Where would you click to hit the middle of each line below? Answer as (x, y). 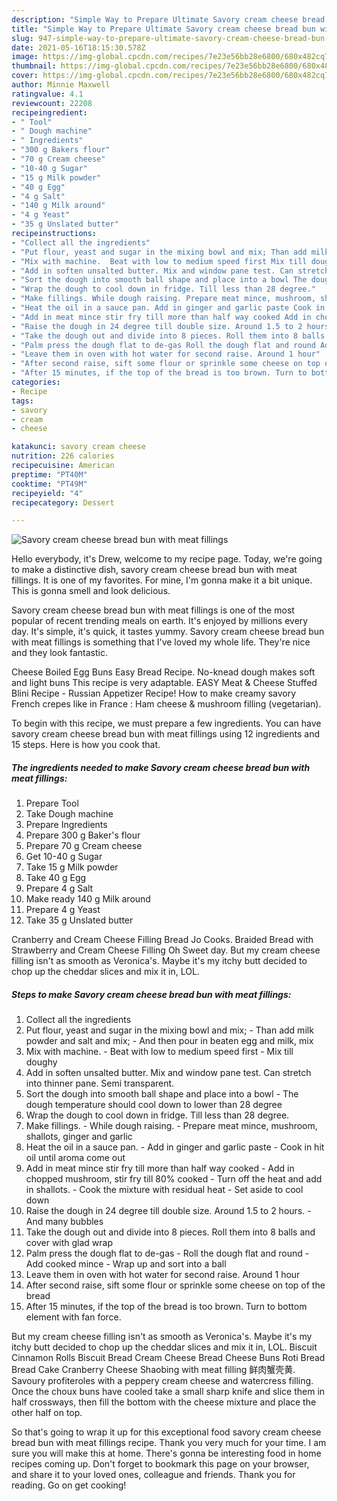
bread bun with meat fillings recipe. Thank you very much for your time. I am (169, 1443)
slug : (22, 38)
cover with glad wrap (69, 1243)
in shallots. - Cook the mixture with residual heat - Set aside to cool (164, 1190)
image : (25, 57)
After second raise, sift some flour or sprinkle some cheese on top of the (175, 1285)
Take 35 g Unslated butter (79, 920)
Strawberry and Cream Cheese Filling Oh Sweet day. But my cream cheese (166, 950)
